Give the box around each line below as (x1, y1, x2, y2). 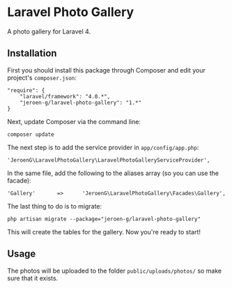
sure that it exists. (7, 273, 59, 282)
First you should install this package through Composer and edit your (7, 66, 206, 74)
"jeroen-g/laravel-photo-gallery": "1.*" (20, 99, 141, 106)
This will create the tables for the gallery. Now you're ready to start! (7, 227, 201, 236)
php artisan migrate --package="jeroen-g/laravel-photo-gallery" (7, 215, 201, 222)
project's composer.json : (7, 73, 77, 82)
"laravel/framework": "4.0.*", (20, 93, 111, 100)
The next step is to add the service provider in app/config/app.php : (7, 143, 199, 151)
